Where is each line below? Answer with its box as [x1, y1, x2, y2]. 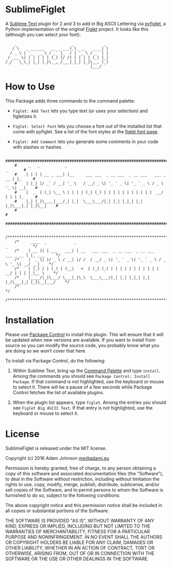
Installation [5, 314, 54, 326]
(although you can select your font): [5, 31, 81, 37]
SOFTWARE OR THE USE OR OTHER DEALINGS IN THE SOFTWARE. [5, 555, 149, 562]
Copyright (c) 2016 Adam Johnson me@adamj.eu [5, 455, 110, 461]
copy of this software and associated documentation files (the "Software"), [5, 470, 164, 476]
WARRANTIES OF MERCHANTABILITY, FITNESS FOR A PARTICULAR [5, 528, 150, 534]
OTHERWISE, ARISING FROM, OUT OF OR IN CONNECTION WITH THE [5, 550, 155, 556]
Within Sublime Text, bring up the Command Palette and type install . [12, 368, 161, 374]
